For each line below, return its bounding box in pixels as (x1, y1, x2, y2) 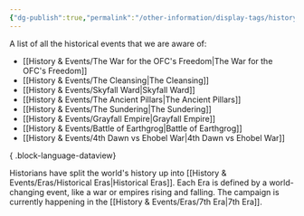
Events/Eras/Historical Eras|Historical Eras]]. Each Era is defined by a (9, 177, 268, 188)
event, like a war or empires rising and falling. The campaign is (46, 186, 280, 197)
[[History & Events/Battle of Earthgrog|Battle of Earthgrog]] (22, 123, 242, 134)
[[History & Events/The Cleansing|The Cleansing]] (22, 74, 210, 86)
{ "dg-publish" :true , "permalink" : (9, 13, 136, 23)
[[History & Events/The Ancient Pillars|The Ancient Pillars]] (22, 94, 242, 105)
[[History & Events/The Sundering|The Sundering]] (22, 103, 213, 114)
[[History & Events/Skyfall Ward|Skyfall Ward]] (22, 84, 196, 95)
